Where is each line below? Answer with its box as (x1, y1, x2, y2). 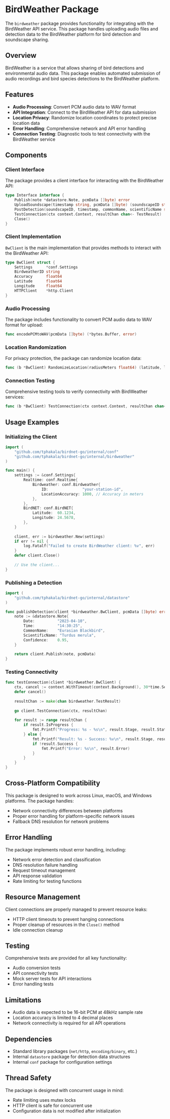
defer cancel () (14, 689, 47, 695)
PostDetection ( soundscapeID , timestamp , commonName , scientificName (14, 207, 162, 212)
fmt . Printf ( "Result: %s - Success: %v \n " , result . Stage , (32, 736, 155, 742)
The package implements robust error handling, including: (5, 846, 126, 852)
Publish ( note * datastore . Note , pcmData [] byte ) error (14, 198, 130, 203)
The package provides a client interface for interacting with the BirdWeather (5, 178, 164, 184)
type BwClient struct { (5, 260, 56, 265)
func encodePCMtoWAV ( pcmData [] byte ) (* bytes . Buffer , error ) (5, 332, 137, 337)
